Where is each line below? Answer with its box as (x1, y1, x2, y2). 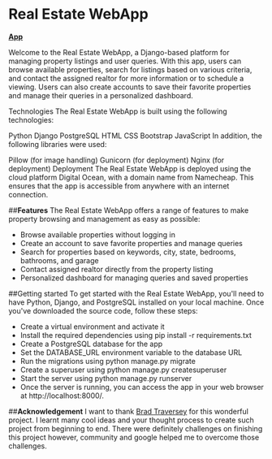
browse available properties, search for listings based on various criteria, (8, 64, 253, 74)
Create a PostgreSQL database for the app (19, 339, 163, 349)
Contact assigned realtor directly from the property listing (19, 264, 214, 274)
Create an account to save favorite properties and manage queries (19, 238, 244, 248)
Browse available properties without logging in (19, 229, 176, 240)
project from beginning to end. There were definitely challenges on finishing (8, 423, 263, 433)
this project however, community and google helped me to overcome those (8, 432, 260, 442)
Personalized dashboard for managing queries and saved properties (19, 273, 249, 283)
